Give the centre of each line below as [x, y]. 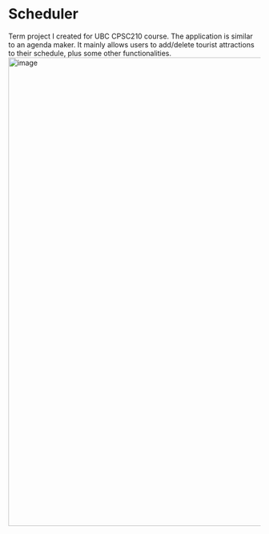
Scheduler [43, 14]
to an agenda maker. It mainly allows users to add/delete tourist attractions [131, 44]
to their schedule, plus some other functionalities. [90, 53]
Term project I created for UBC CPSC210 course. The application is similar [131, 36]
